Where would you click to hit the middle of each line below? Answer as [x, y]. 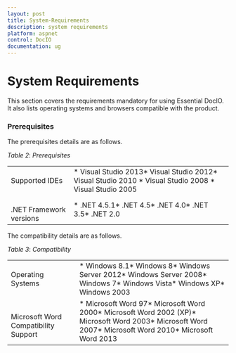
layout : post [26, 14]
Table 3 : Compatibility [39, 250]
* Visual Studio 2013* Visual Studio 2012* [145, 172]
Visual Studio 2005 [105, 189]
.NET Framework [39, 210]
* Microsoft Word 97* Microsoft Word [143, 304]
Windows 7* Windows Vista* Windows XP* [152, 283]
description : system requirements [58, 27]
